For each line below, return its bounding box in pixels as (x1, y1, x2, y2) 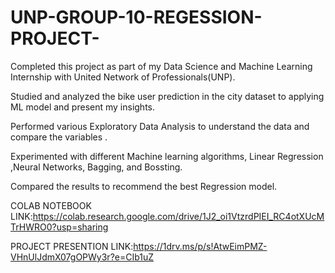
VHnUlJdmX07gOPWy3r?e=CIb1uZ (10, 251, 155, 263)
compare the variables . (10, 131, 108, 143)
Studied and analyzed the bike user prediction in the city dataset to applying (10, 90, 325, 102)
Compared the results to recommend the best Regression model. (10, 180, 278, 192)
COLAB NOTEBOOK (10, 199, 92, 211)
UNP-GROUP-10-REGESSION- (10, 6, 263, 29)
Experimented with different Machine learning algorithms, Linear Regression (10, 150, 324, 162)
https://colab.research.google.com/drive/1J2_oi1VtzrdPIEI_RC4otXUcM (32, 210, 325, 222)
